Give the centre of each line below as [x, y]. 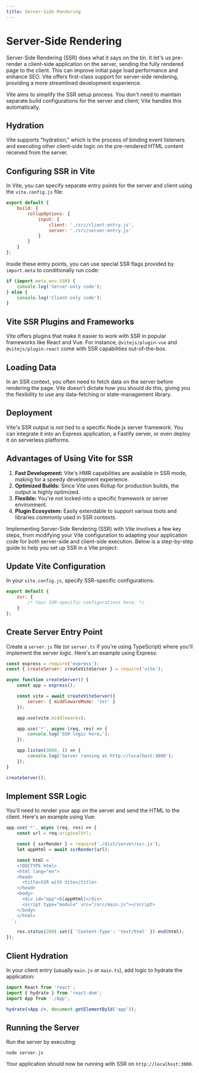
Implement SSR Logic [47, 796]
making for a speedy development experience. [72, 479]
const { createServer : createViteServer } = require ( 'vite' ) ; [85, 669]
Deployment [29, 413]
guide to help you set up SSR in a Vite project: [62, 547]
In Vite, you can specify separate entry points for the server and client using [99, 185]
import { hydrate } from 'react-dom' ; [54, 993]
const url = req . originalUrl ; [54, 833]
